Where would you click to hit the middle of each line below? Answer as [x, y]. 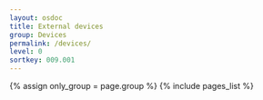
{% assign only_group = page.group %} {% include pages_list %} [132, 86]
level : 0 [26, 52]
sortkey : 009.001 [42, 60]
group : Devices [38, 35]
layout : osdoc [36, 18]
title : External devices [56, 26]
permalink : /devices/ [51, 43]
